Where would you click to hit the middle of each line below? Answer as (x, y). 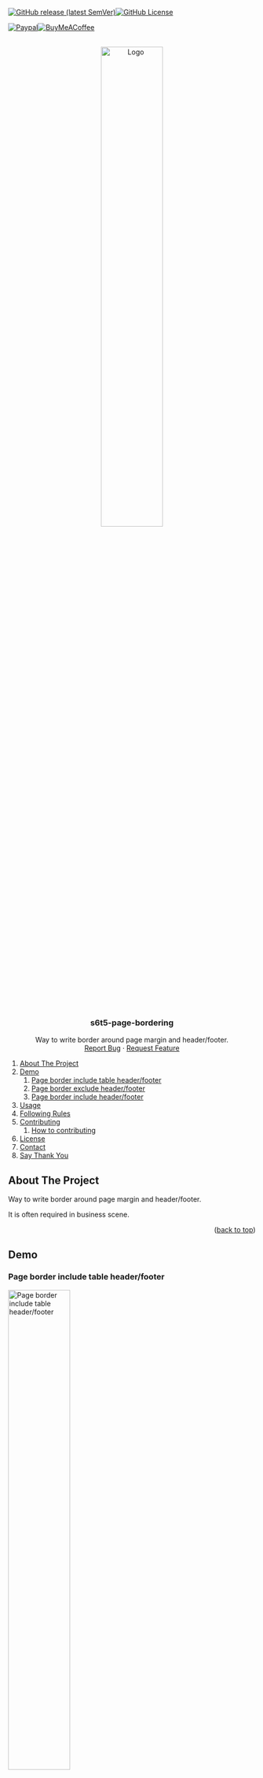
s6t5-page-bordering (132, 1022)
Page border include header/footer (87, 1097)
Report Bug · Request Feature (132, 1048)
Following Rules (45, 1113)
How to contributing (64, 1131)
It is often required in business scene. (69, 1215)
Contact (32, 1147)
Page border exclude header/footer (88, 1089)
